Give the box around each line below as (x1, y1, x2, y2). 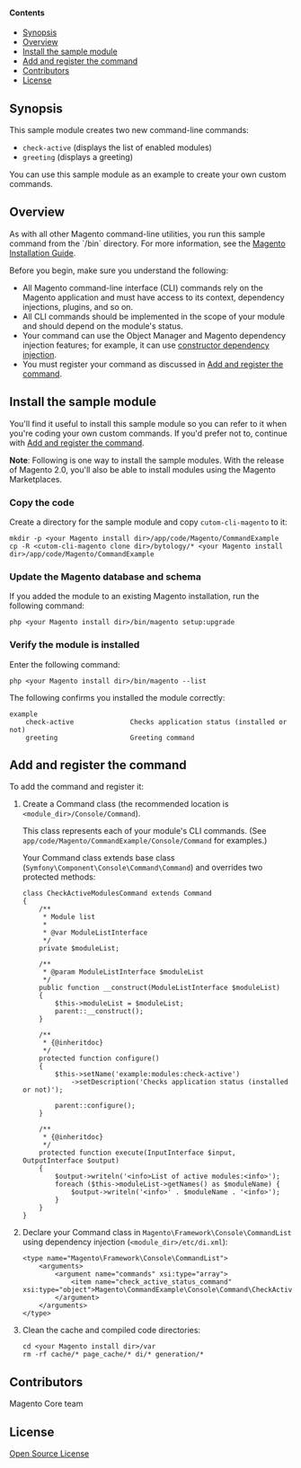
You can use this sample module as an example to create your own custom (9, 169, 287, 180)
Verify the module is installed (9, 639, 140, 651)
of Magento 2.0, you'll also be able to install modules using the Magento (9, 464, 276, 475)
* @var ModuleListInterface (42, 928, 148, 938)
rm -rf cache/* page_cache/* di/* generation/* (22, 1350, 204, 1359)
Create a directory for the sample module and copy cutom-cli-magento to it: (9, 517, 288, 527)
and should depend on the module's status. (22, 320, 184, 332)
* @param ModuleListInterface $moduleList (42, 968, 204, 977)
